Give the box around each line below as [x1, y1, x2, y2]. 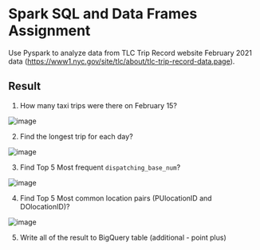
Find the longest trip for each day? [19, 131, 133, 141]
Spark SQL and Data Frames [8, 5, 198, 23]
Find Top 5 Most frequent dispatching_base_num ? [19, 162, 181, 172]
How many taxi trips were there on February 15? [19, 100, 178, 110]
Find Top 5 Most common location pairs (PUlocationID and [19, 193, 213, 203]
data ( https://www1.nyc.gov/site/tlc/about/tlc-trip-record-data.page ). [8, 57, 235, 66]
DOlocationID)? [19, 201, 70, 211]
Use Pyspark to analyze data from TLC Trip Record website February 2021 [8, 48, 253, 57]
